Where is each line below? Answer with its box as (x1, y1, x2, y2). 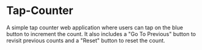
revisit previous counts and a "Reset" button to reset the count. (6, 37, 165, 44)
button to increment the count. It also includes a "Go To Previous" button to (6, 30, 196, 37)
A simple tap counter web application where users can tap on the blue (6, 24, 184, 31)
